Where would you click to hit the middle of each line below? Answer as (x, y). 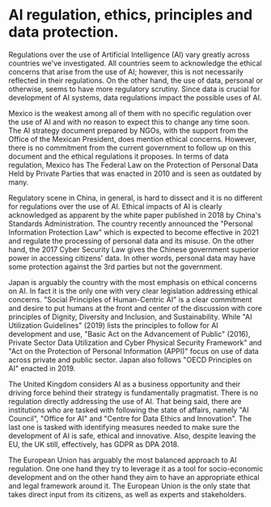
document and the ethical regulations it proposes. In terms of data (119, 156)
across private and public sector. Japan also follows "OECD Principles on (130, 360)
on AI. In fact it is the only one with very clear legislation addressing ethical (133, 291)
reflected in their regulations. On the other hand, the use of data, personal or (136, 80)
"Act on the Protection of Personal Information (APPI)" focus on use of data (133, 351)
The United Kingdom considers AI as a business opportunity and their (125, 384)
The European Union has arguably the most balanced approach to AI (123, 460)
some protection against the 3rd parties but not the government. (115, 266)
